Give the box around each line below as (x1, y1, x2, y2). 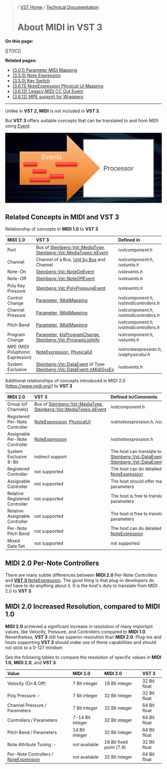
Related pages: (5, 57, 37, 63)
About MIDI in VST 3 (17, 22, 103, 33)
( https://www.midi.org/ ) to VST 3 (5, 383, 73, 389)
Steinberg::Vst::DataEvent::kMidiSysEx (36, 366, 114, 373)
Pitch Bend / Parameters (7, 730, 57, 736)
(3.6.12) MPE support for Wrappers (12, 93, 83, 99)
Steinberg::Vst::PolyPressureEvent (36, 285, 106, 291)
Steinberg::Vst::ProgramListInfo (36, 336, 100, 343)
